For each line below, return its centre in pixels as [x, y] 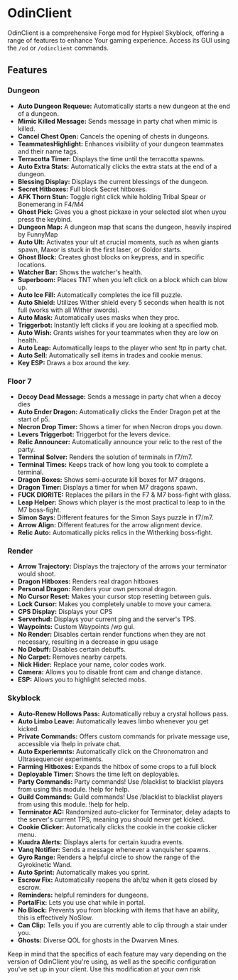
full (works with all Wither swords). [68, 310]
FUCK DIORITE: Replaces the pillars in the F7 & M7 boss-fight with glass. [124, 495]
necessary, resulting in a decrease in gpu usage [88, 642]
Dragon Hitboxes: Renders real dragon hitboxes [88, 581]
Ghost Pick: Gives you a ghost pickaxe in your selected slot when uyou [122, 212]
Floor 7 [20, 381]
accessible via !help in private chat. [69, 743]
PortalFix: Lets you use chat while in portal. [81, 902]
